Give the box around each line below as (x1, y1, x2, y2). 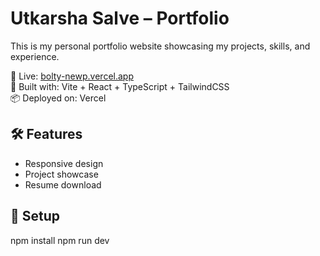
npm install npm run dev (10, 234, 110, 246)
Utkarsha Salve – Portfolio (10, 7, 230, 30)
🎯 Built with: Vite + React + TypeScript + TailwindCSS (10, 80, 230, 92)
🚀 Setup (10, 208, 61, 225)
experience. (10, 50, 60, 62)
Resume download (24, 178, 102, 191)
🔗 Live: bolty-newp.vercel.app (10, 70, 134, 82)
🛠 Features (10, 126, 83, 143)
